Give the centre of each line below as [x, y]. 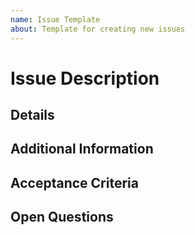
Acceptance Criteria [74, 182]
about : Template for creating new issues [98, 29]
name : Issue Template [55, 19]
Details [32, 115]
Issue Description [85, 78]
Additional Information [82, 149]
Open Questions [62, 217]
